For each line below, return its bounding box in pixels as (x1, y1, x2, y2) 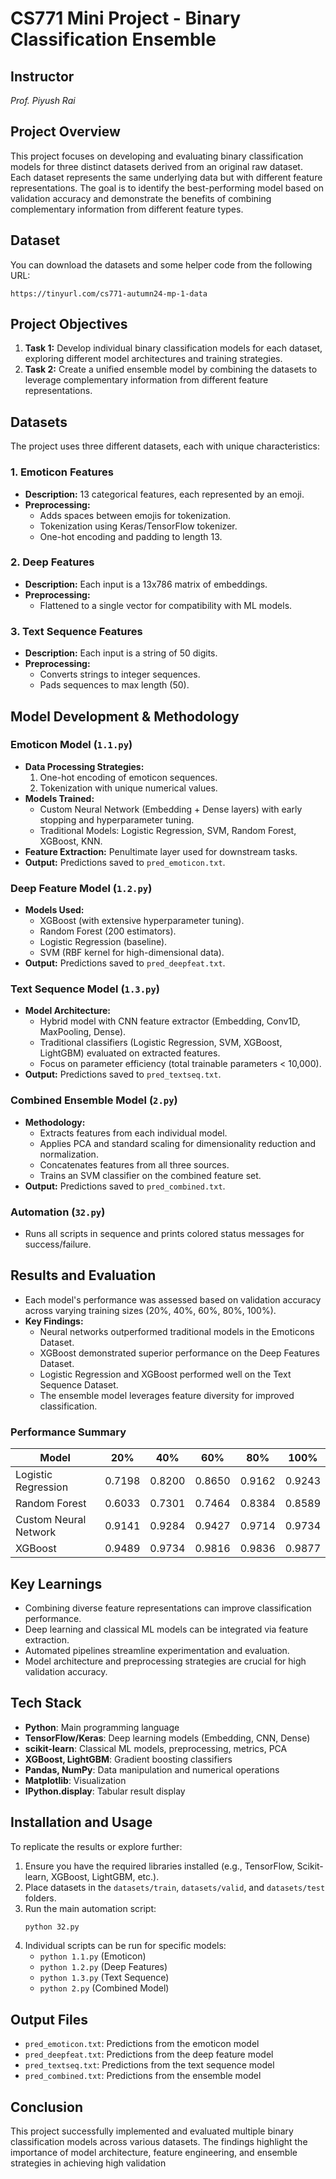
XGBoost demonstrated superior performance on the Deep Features (39, 1347, 320, 1359)
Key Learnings (10, 1575, 103, 1592)
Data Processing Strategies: (24, 760, 145, 772)
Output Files (10, 2011, 88, 2028)
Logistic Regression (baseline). (39, 936, 168, 948)
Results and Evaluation (10, 1267, 157, 1284)
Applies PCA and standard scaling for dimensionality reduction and (39, 1137, 317, 1149)
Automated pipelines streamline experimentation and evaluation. (24, 1644, 290, 1656)
